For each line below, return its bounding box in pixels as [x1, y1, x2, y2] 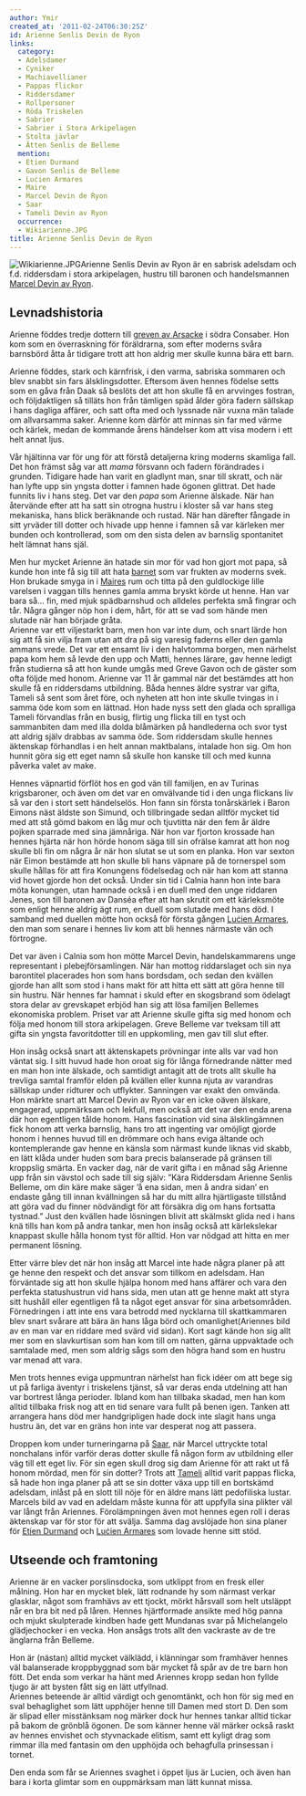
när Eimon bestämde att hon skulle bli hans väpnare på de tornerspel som [9, 855, 286, 867]
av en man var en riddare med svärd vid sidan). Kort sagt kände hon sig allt [9, 1325, 291, 1337]
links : [9, 38, 35, 48]
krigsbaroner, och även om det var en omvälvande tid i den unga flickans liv [9, 788, 294, 799]
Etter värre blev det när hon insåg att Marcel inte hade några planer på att [9, 1258, 285, 1269]
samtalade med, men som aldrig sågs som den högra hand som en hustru [9, 1345, 286, 1356]
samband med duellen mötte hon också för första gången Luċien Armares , [9, 914, 290, 924]
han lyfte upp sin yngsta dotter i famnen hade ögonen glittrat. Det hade [9, 481, 276, 492]
